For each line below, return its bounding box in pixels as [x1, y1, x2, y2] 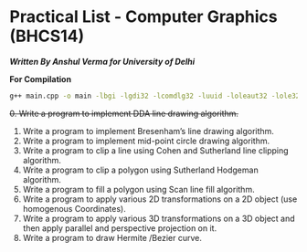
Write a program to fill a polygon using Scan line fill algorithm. [22, 184, 255, 194]
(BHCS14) [9, 26, 85, 47]
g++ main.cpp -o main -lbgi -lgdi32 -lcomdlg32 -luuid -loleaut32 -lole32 [9, 91, 301, 100]
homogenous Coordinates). [22, 203, 126, 214]
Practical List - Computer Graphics [9, 6, 278, 27]
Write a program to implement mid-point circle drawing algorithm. [22, 135, 270, 146]
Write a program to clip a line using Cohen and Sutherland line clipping [22, 144, 290, 156]
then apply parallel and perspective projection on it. [22, 222, 217, 234]
